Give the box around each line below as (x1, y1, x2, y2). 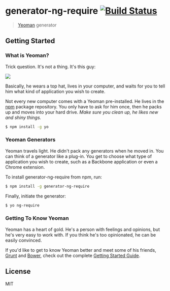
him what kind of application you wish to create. (5, 88, 106, 94)
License (5, 267, 31, 276)
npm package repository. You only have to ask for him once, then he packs (5, 103, 162, 109)
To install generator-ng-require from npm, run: (5, 173, 103, 180)
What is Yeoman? (5, 52, 49, 59)
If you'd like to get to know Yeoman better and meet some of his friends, (5, 247, 156, 253)
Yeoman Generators (5, 136, 56, 143)
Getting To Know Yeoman (5, 215, 70, 222)
